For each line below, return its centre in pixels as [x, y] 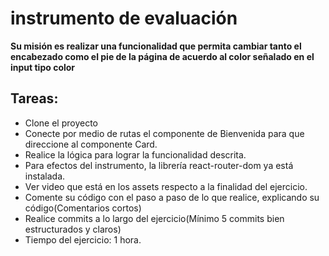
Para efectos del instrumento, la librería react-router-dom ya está [159, 165]
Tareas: [34, 98]
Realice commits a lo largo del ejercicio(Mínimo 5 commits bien [154, 218]
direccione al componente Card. [91, 144]
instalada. [45, 176]
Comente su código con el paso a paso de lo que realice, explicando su [172, 197]
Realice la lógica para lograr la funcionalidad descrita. [135, 154]
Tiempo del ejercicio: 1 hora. [83, 239]
